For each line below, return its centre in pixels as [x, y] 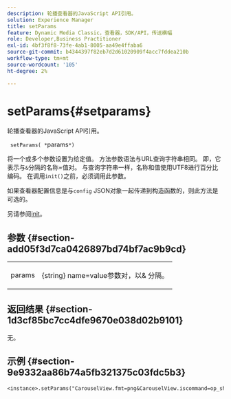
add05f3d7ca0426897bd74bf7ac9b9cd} [97, 249]
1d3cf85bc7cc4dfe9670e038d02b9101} [95, 320]
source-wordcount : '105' [43, 65]
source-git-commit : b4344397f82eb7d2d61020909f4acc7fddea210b [98, 52]
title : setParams [32, 26]
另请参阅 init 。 [26, 214]
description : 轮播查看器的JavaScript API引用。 [72, 13]
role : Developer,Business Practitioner [64, 39]
